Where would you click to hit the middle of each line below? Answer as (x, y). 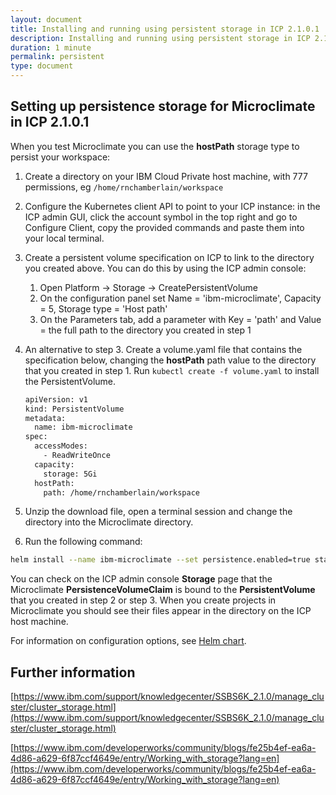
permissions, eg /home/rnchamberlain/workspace (124, 187)
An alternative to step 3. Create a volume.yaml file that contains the (163, 349)
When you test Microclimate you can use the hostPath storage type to (155, 146)
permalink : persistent (57, 57)
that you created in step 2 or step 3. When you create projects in (143, 600)
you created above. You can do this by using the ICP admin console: (165, 268)
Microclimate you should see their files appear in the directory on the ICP (161, 611)
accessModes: (61, 446)
